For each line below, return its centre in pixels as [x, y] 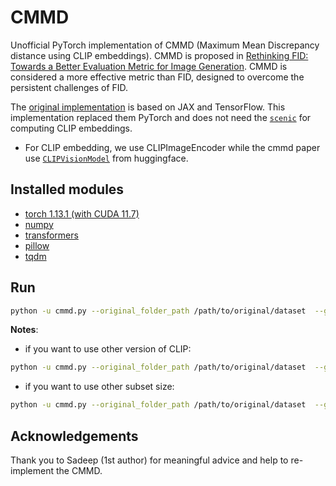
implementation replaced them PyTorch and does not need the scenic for [161, 117]
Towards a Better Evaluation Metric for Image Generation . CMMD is [149, 66]
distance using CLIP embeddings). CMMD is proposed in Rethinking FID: [159, 55]
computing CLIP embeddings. [71, 128]
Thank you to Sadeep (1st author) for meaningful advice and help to [149, 460]
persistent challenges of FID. [69, 87]
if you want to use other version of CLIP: [108, 349]
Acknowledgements [74, 436]
